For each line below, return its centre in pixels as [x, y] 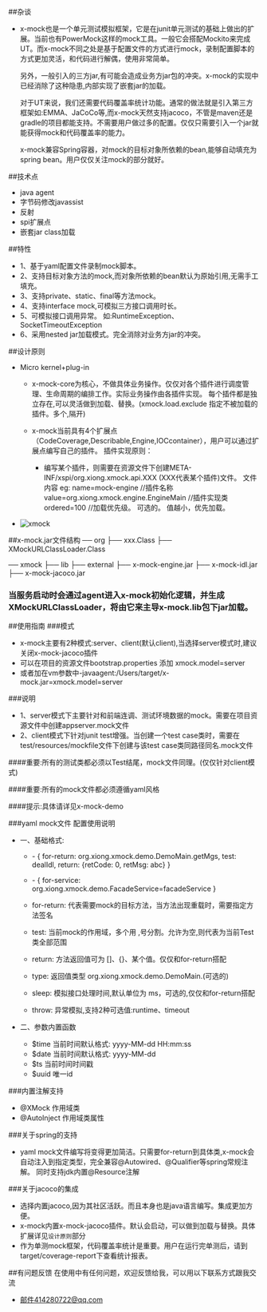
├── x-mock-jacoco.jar [47, 573]
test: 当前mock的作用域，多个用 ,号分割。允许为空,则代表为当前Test [143, 932]
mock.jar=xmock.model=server [71, 682]
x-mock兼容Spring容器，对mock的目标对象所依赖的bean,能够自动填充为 [138, 149]
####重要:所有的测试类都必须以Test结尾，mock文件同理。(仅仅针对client [128, 762]
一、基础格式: [42, 841]
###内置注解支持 [36, 1091]
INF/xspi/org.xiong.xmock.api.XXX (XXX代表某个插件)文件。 [142, 477]
